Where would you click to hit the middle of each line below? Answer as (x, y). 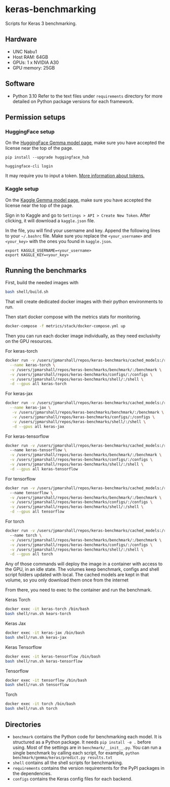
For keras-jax (19, 394)
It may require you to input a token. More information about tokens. (75, 176)
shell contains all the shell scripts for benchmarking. (68, 763)
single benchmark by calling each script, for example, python (76, 752)
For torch (15, 522)
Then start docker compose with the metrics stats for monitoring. (73, 317)
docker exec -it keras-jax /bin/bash (45, 633)
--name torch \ (26, 535)
